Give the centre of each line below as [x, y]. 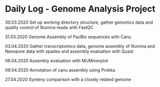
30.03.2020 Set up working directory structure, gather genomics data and [79, 22]
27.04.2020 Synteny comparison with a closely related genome [68, 79]
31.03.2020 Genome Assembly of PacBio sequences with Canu [68, 37]
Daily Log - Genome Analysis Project [80, 9]
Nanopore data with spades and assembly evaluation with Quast [69, 51]
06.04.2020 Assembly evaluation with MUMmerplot [56, 60]
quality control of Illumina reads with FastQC [49, 27]
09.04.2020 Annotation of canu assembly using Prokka [60, 70]
